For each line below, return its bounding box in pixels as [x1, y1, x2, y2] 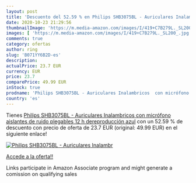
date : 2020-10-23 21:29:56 [6, 19, 72, 25]
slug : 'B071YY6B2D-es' [6, 52, 61, 58]
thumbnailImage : [6, 25, 45, 31]
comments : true [6, 36, 43, 42]
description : [6, 57, 38, 63]
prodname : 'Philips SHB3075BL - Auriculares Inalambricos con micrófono [6, 90, 190, 96]
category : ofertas [6, 42, 51, 47]
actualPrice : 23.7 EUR [6, 63, 61, 69]
